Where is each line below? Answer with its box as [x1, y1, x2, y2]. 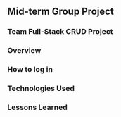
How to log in [7, 65, 53, 75]
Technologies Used [7, 84, 75, 94]
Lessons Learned [7, 102, 68, 112]
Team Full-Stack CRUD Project [7, 27, 114, 37]
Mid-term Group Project [7, 6, 114, 18]
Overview [7, 46, 42, 56]
